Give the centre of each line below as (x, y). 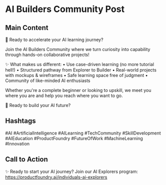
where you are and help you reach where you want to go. (64, 95)
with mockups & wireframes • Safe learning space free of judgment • (77, 75)
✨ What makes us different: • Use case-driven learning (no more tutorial (79, 64)
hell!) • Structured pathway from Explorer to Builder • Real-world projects (81, 70)
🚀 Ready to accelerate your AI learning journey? (54, 39)
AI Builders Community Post (65, 9)
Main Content (27, 28)
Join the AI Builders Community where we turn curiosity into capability (78, 49)
